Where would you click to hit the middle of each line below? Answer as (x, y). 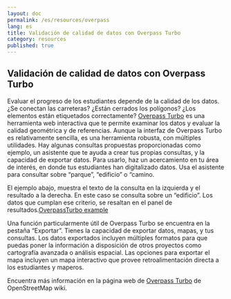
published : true (30, 46)
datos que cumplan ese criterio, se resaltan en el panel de (90, 202)
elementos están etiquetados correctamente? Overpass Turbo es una (106, 115)
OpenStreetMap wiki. (37, 288)
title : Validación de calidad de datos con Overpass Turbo (94, 33)
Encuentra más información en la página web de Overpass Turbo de (104, 280)
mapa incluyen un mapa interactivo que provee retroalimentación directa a (113, 260)
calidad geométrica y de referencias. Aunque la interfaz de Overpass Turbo (115, 130)
